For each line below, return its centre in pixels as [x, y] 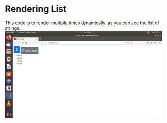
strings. [13, 28]
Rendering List [36, 9]
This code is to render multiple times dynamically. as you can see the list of [82, 23]
